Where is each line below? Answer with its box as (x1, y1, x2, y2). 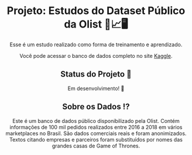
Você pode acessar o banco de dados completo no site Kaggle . (19, 52, 173, 59)
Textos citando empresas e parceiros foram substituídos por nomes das (9, 136, 183, 143)
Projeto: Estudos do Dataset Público (6, 4, 186, 18)
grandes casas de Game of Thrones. (52, 142, 140, 149)
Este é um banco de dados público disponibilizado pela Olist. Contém (12, 117, 180, 124)
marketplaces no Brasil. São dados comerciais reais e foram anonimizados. (5, 130, 187, 137)
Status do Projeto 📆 (60, 69, 132, 80)
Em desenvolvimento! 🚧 (67, 85, 125, 92)
